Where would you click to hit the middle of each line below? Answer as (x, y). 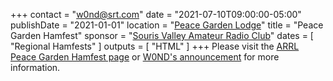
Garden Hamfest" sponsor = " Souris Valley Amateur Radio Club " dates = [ (162, 35)
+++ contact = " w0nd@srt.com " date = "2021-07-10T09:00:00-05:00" (156, 14)
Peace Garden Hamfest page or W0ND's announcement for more (145, 57)
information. (35, 67)
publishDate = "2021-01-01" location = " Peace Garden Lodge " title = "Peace (167, 25)
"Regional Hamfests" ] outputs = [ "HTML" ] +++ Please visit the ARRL (155, 46)
